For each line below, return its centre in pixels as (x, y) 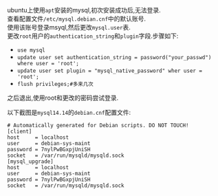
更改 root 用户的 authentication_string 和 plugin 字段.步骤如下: (93, 36)
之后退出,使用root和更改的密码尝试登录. (63, 98)
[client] (20, 131)
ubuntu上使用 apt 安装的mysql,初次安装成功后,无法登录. (84, 10)
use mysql (31, 50)
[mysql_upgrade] (30, 162)
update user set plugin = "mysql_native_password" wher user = (110, 71)
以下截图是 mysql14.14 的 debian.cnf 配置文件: (69, 112)
